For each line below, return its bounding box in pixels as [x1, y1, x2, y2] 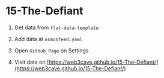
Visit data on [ [14, 58, 49, 65]
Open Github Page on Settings [14, 46, 89, 54]
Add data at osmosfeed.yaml [14, 35, 83, 42]
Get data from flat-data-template [14, 24, 99, 31]
